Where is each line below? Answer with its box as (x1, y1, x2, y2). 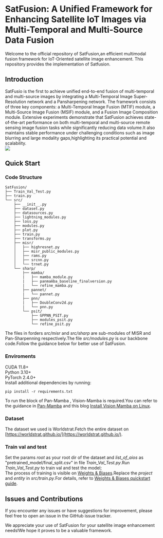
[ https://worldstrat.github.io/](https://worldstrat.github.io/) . (5, 431, 123, 437)
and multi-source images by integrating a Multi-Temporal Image (5, 93, 133, 99)
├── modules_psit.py (31, 318, 73, 323)
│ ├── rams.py (14, 253, 47, 258)
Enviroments (5, 353, 36, 360)
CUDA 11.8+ (5, 364, 29, 370)
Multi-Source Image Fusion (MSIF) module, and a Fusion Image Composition (5, 109, 158, 115)
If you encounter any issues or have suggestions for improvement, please (5, 508, 152, 514)
